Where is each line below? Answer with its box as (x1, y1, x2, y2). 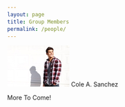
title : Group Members (7, 18, 70, 25)
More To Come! (7, 93, 52, 102)
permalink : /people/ (7, 25, 67, 32)
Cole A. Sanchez (70, 80, 119, 88)
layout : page (7, 11, 45, 18)
